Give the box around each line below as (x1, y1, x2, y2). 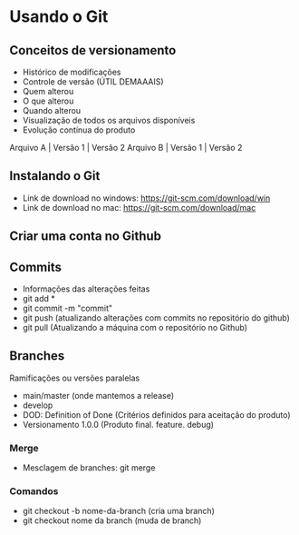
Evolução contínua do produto (22, 124, 136, 135)
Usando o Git (9, 6, 109, 27)
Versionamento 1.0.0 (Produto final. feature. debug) (22, 419, 215, 430)
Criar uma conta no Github (9, 229, 161, 244)
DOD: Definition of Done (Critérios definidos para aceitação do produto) (22, 409, 292, 420)
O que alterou (22, 95, 74, 106)
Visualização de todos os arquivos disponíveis (22, 115, 196, 125)
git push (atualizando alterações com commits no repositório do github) (22, 312, 290, 323)
